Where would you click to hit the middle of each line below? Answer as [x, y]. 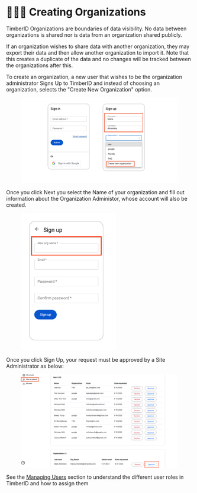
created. [16, 205]
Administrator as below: [35, 366]
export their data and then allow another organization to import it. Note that [98, 52]
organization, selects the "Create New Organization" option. [79, 89]
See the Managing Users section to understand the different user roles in [95, 477]
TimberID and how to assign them [47, 483]
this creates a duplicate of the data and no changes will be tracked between [98, 59]
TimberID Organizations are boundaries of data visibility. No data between [96, 29]
